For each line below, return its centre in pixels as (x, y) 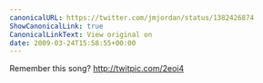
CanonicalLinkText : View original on (81, 34)
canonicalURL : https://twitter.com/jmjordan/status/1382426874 (132, 18)
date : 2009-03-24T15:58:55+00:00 (73, 43)
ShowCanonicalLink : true (56, 26)
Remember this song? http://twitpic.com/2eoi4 (97, 69)
